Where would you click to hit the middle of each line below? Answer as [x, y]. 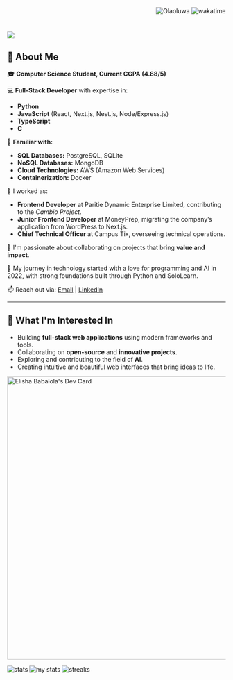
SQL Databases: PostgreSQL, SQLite [70, 155]
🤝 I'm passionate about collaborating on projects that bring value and [106, 247]
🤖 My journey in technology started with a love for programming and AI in [112, 268]
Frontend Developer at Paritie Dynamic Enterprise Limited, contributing [119, 205]
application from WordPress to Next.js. [72, 226]
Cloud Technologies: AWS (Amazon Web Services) [91, 170]
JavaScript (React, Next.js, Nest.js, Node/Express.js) [93, 114]
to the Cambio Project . [49, 212]
